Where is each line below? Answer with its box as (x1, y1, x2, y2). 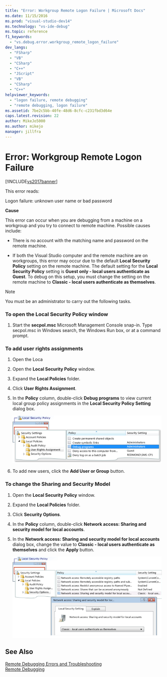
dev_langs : (5, 45, 28, 50)
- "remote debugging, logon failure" (9, 103, 88, 108)
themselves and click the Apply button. (12, 547, 94, 553)
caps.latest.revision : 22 (5, 113, 59, 118)
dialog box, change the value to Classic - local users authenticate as (12, 541, 155, 547)
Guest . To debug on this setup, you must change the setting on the (12, 274, 150, 280)
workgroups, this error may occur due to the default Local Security (12, 258, 151, 264)
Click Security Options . (12, 511, 61, 517)
